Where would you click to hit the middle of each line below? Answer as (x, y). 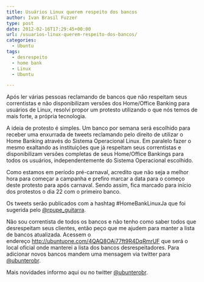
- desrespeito (30, 57)
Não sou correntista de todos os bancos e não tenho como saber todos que (101, 222)
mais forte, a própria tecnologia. (46, 116)
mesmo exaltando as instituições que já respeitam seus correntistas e (94, 147)
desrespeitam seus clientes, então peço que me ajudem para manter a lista (100, 228)
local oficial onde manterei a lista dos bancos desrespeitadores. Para (93, 248)
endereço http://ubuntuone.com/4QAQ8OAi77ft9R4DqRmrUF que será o (97, 241)
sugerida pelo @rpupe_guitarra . (46, 210)
